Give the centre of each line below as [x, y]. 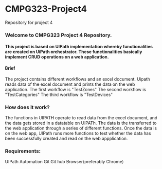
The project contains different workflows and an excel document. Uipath [78, 79]
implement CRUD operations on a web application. [57, 57]
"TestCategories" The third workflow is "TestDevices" [59, 94]
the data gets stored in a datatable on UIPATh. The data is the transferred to [81, 123]
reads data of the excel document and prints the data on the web [70, 84]
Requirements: [23, 151]
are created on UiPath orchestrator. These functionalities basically [74, 52]
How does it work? [27, 107]
